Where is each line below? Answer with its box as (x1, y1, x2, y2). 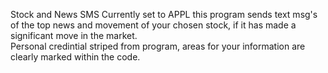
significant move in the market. (10, 30, 138, 41)
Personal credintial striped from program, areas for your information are (10, 40, 306, 52)
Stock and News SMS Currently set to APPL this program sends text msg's (10, 9, 318, 20)
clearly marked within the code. (10, 51, 141, 63)
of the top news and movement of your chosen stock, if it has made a (10, 19, 297, 31)
